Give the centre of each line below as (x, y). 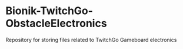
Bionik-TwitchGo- (49, 11)
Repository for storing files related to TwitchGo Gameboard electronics (91, 40)
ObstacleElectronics (56, 23)
